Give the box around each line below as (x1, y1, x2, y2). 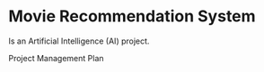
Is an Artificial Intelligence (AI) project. (8, 36, 150, 46)
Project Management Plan (8, 52, 104, 63)
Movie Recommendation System (8, 6, 257, 27)
